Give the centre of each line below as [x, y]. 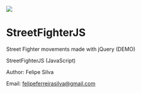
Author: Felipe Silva [30, 72]
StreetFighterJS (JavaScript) [41, 60]
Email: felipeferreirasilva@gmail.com [51, 84]
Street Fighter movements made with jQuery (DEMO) [71, 49]
